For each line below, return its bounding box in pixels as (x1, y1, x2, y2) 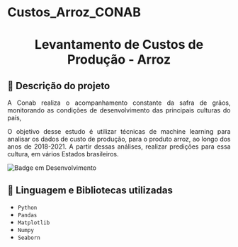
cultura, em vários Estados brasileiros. (7, 150, 119, 159)
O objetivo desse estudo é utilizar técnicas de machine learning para (7, 127, 231, 136)
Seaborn (17, 234, 40, 241)
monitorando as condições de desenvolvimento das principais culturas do (7, 106, 231, 115)
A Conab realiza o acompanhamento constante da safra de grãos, (7, 98, 231, 107)
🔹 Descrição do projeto (7, 79, 110, 92)
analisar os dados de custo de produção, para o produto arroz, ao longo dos (7, 135, 231, 144)
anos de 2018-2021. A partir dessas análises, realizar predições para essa (7, 142, 231, 151)
